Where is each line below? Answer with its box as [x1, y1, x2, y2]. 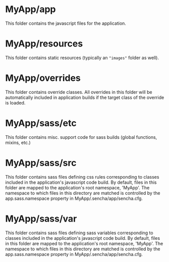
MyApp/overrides [5, 72, 81, 84]
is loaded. [5, 99, 26, 106]
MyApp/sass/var [5, 213, 77, 224]
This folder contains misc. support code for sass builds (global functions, [5, 134, 157, 140]
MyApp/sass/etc [5, 118, 77, 129]
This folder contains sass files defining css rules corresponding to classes [5, 174, 159, 180]
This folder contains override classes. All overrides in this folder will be [5, 89, 152, 95]
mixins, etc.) [5, 139, 31, 145]
